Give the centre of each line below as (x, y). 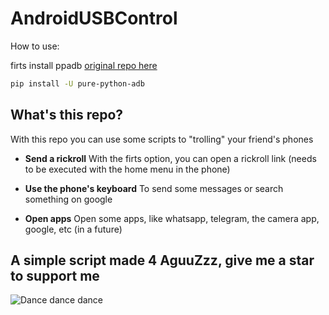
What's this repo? (67, 115)
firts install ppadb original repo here (84, 65)
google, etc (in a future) (73, 229)
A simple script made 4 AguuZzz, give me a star (162, 260)
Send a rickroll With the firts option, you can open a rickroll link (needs (170, 158)
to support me (55, 276)
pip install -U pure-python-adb (77, 83)
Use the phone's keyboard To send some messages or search (154, 188)
